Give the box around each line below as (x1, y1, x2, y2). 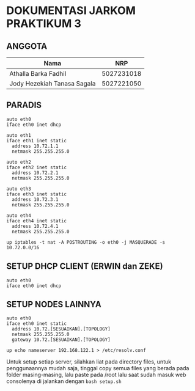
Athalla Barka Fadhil (9, 70, 67, 78)
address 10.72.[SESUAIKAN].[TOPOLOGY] (12, 326, 111, 332)
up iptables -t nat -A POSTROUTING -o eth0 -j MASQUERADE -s (6, 239, 166, 245)
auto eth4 (6, 212, 32, 219)
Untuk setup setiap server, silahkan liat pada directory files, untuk (6, 358, 172, 365)
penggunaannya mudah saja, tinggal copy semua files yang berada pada (6, 365, 189, 372)
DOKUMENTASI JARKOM (6, 4, 136, 18)
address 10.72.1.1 (12, 143, 59, 149)
